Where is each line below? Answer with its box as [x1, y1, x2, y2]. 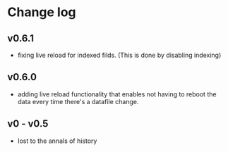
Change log [7, 4, 76, 20]
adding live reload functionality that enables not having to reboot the [17, 89, 217, 99]
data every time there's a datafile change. [17, 97, 139, 106]
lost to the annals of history [17, 137, 97, 145]
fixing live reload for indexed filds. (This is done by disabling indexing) [17, 51, 222, 59]
